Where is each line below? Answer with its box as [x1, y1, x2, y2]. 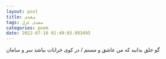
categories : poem [6, 25, 49, 31]
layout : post [6, 8, 38, 15]
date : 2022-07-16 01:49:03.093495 [6, 30, 91, 36]
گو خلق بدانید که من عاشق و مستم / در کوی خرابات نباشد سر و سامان [6, 46, 160, 53]
